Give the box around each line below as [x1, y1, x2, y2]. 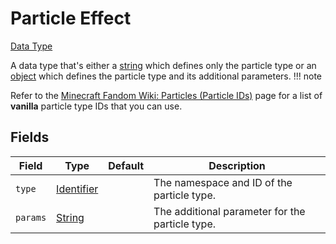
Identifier [56, 182, 99, 196]
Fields [10, 129, 50, 146]
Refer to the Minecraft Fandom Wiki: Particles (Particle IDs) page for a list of [10, 89, 323, 101]
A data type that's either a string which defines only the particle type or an [10, 59, 317, 71]
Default [108, 158, 145, 172]
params [15, 212, 47, 223]
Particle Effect [10, 7, 132, 30]
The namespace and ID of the [153, 175, 293, 189]
